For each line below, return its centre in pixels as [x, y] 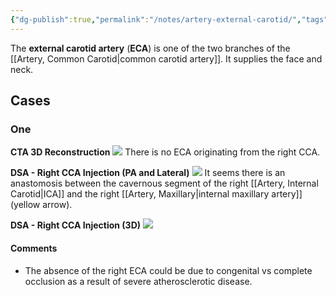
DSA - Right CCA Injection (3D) [76, 225]
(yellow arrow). [41, 205]
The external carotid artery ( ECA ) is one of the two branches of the [150, 48]
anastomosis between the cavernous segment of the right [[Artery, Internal [164, 183]
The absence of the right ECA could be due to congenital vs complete [168, 270]
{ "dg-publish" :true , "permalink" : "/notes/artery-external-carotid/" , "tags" [169, 19]
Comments [34, 248]
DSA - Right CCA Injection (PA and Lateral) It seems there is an [148, 173]
